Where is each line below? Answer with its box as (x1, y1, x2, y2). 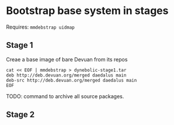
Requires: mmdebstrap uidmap (6, 23, 75, 30)
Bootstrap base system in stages (6, 4, 169, 18)
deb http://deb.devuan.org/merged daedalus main (6, 72, 127, 78)
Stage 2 (6, 110, 35, 120)
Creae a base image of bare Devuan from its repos (6, 55, 128, 62)
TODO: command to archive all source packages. (6, 92, 124, 100)
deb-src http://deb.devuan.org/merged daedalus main (6, 77, 137, 83)
